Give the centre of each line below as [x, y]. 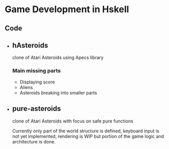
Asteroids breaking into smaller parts [58, 93]
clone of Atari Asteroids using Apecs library [58, 57]
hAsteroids [30, 45]
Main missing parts [36, 71]
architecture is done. [34, 141]
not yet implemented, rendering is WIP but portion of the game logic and [88, 136]
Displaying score [37, 82]
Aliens [26, 87]
